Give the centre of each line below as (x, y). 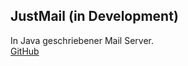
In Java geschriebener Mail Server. (82, 40)
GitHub (25, 51)
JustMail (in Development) (94, 16)
